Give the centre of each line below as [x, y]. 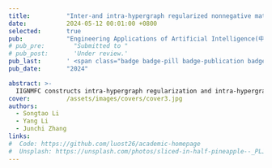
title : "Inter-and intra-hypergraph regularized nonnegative [130, 16]
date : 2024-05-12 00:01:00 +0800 [83, 24]
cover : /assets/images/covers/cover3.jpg [96, 98]
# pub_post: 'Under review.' [68, 54]
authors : [23, 106]
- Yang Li [32, 121]
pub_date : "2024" [49, 69]
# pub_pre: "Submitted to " [68, 46]
